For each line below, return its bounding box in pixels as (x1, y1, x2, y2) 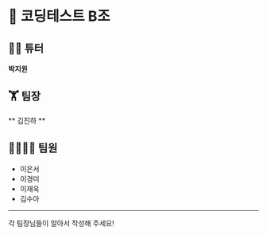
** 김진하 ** (8, 116, 46, 125)
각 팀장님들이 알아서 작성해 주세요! (8, 218, 114, 228)
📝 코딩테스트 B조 (8, 7, 110, 25)
